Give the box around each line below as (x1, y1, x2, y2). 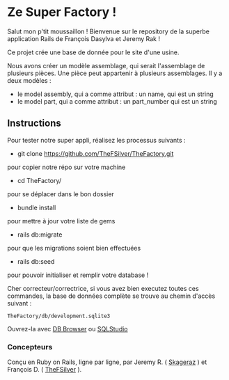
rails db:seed (17, 257, 55, 265)
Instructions (7, 118, 61, 129)
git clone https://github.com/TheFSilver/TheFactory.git (17, 149, 174, 157)
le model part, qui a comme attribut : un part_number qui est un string (17, 97, 217, 105)
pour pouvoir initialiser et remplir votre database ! (7, 271, 149, 279)
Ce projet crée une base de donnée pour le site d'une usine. (7, 48, 180, 56)
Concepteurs (7, 342, 53, 351)
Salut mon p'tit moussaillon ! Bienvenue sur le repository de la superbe (7, 27, 210, 35)
